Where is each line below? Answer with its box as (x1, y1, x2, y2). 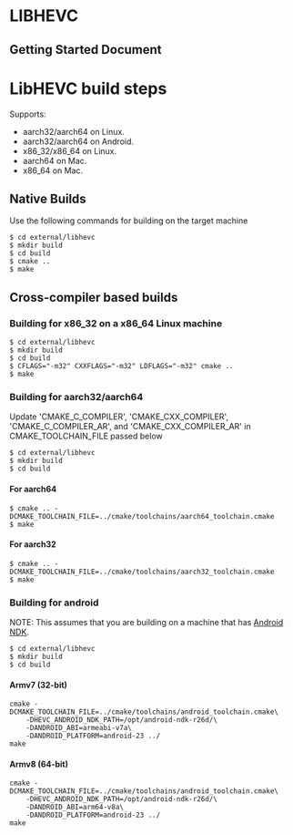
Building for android (9, 596, 99, 609)
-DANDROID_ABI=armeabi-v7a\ (25, 724, 132, 733)
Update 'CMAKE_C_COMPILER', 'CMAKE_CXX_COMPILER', (9, 411, 229, 422)
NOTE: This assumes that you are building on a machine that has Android (9, 617, 284, 628)
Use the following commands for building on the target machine (9, 215, 248, 226)
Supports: (9, 108, 47, 119)
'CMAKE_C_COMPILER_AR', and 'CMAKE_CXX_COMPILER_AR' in (9, 421, 252, 432)
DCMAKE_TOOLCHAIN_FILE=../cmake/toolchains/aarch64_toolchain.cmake (9, 511, 275, 521)
